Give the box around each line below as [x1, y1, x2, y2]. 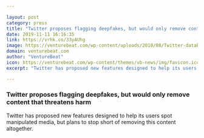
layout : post [6, 14, 39, 20]
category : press [6, 19, 47, 26]
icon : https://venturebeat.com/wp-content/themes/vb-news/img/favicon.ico [6, 59, 200, 66]
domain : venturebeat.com [6, 48, 69, 55]
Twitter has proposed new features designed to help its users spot [6, 112, 172, 119]
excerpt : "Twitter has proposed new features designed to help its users [6, 65, 197, 71]
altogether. [6, 125, 33, 132]
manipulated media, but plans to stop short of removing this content [6, 118, 176, 125]
